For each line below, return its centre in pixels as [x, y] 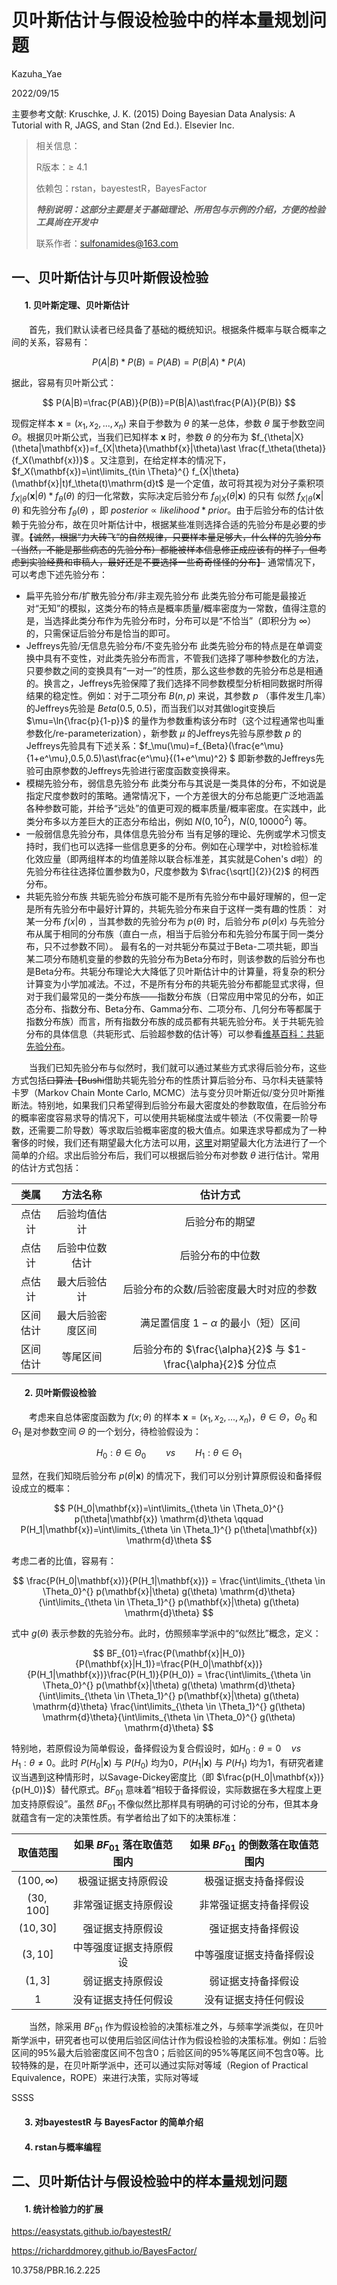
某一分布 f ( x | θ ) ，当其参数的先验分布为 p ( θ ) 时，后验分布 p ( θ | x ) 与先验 [171, 921]
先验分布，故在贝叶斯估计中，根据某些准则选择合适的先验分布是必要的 [173, 524]
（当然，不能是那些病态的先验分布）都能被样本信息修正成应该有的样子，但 [164, 549]
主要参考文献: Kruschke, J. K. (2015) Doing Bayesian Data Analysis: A [153, 113]
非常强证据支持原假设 [123, 1904]
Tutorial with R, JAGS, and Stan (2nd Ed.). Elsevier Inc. [123, 125]
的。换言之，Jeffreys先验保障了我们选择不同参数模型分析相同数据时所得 [174, 683]
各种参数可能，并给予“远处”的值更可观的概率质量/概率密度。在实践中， [171, 808]
